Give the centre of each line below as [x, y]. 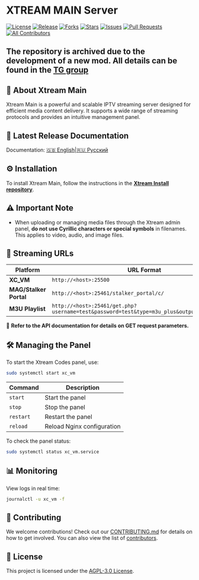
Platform [28, 270]
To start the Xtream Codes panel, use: [52, 362]
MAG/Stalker [28, 289]
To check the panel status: [38, 441]
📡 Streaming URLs [40, 253]
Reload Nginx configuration [83, 427]
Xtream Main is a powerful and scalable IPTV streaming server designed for [99, 105]
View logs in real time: [33, 488]
